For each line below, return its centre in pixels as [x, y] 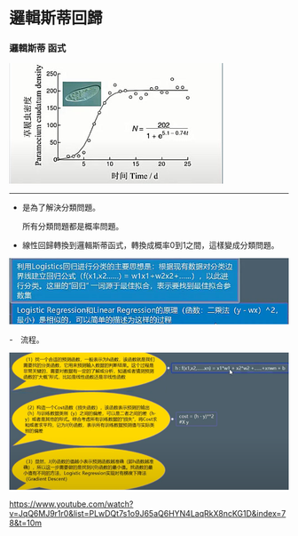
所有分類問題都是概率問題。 [73, 227]
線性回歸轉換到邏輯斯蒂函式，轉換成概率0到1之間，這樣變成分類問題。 [150, 245]
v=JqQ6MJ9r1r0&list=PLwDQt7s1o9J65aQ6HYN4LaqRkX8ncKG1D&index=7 [148, 514]
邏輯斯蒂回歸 [56, 18]
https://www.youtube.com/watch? [71, 504]
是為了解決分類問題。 [61, 208]
